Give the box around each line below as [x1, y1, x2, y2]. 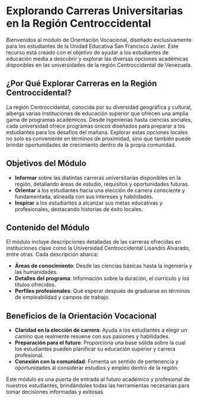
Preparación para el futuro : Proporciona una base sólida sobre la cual [14, 339, 186, 347]
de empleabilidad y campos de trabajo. [14, 294, 110, 301]
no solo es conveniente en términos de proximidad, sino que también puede [6, 135, 191, 142]
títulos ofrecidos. [14, 281, 56, 288]
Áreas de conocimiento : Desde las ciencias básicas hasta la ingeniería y [14, 262, 193, 270]
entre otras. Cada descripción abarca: [6, 251, 99, 258]
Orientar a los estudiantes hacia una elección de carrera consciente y [14, 186, 185, 193]
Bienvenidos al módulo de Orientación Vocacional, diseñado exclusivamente [6, 36, 192, 43]
